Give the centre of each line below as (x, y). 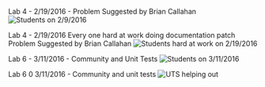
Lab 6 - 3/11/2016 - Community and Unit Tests (83, 59)
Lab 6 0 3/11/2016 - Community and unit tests (82, 74)
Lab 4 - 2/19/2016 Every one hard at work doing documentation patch (122, 35)
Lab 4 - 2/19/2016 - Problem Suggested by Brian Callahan (102, 11)
